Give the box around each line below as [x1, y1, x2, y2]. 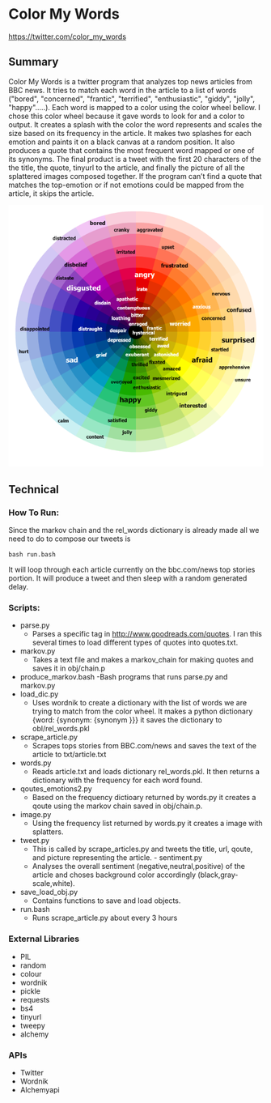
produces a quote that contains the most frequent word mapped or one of [8, 145, 255, 155]
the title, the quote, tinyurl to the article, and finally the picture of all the [8, 163, 245, 172]
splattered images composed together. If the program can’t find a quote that [8, 171, 262, 181]
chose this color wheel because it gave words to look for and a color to [8, 111, 245, 121]
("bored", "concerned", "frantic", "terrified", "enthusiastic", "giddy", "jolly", [8, 94, 256, 104]
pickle [19, 986, 40, 996]
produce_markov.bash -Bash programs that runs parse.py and [19, 672, 228, 682]
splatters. [32, 827, 64, 837]
